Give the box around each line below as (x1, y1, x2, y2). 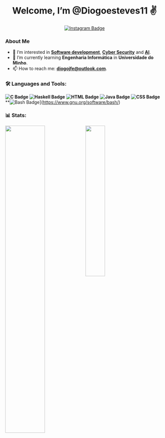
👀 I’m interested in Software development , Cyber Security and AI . (12, 49, 151, 55)
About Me (5, 37, 30, 44)
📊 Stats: (5, 112, 27, 119)
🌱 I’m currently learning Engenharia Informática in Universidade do (12, 54, 154, 60)
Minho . (12, 60, 28, 66)
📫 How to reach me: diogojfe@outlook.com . (12, 66, 107, 72)
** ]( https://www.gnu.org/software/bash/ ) (5, 99, 121, 105)
